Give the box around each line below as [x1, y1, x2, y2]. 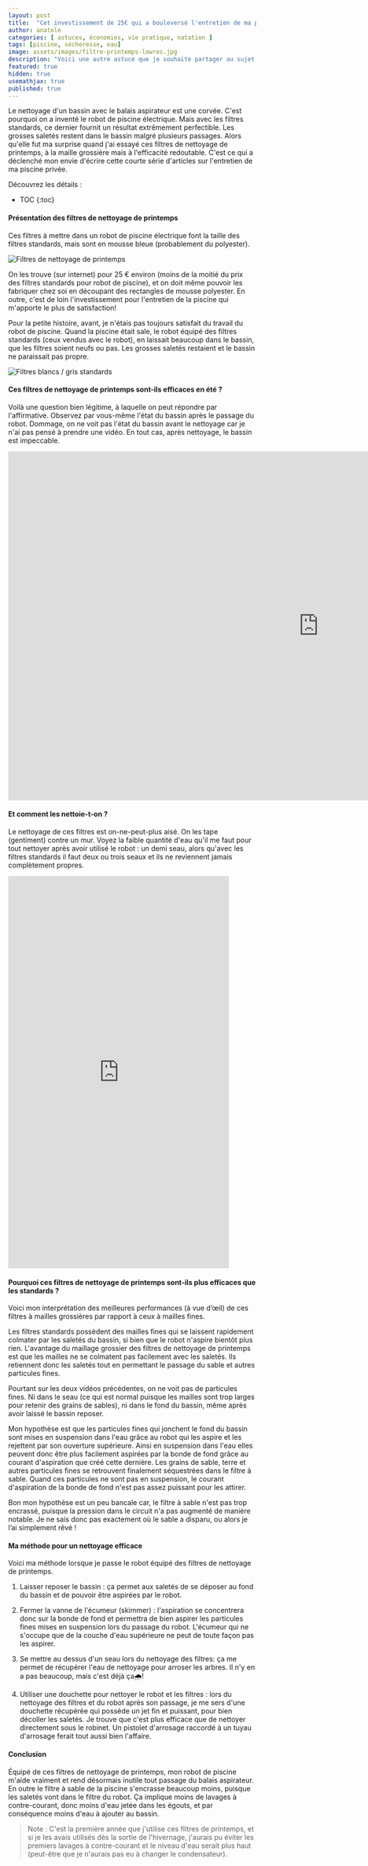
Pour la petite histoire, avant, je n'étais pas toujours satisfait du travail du [8, 318, 244, 327]
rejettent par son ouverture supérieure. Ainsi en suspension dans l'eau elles [8, 1441, 253, 1451]
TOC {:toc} [19, 195, 55, 204]
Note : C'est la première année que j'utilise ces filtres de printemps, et [27, 1824, 254, 1833]
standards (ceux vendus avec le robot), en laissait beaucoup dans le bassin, [8, 335, 254, 344]
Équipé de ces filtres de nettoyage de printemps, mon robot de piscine [8, 1767, 237, 1776]
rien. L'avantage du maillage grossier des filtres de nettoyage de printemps [8, 1344, 252, 1353]
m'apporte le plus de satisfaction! [8, 303, 116, 312]
